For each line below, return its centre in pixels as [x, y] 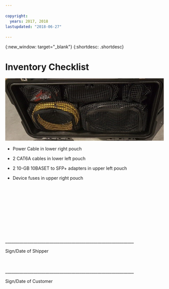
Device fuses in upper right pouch [48, 178]
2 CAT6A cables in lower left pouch [49, 158]
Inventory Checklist [47, 67]
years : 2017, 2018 [29, 21]
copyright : [17, 16]
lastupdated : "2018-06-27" [33, 27]
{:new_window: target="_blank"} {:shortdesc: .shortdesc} [65, 47]
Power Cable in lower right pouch [47, 149]
